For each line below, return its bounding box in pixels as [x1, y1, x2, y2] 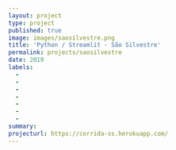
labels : [8, 63, 34, 71]
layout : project [8, 11, 62, 20]
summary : [8, 122, 37, 130]
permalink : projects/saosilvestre [8, 48, 123, 56]
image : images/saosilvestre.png [8, 33, 115, 42]
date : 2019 [8, 56, 44, 64]
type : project [8, 19, 55, 27]
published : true [8, 26, 62, 34]
